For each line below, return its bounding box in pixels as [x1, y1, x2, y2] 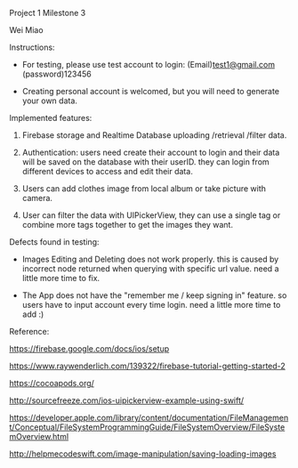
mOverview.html [9, 432, 69, 441]
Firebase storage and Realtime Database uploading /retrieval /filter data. [21, 130, 287, 141]
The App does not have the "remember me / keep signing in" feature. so [21, 290, 287, 301]
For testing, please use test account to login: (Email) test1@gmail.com [21, 60, 276, 69]
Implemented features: [9, 113, 93, 123]
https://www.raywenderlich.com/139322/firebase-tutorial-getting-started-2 [9, 360, 286, 371]
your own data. [21, 95, 78, 106]
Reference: [9, 327, 50, 336]
